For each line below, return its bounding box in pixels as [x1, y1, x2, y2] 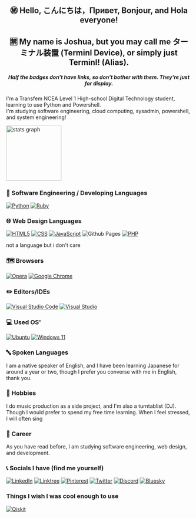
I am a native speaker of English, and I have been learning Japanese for [6, 362, 180, 369]
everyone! [79, 15, 118, 25]
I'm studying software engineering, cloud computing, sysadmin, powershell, [6, 107, 190, 114]
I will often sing [6, 415, 43, 422]
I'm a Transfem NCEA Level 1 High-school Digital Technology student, [6, 95, 175, 102]
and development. [6, 450, 50, 457]
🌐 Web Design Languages [6, 217, 82, 225]
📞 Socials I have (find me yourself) [6, 464, 104, 473]
